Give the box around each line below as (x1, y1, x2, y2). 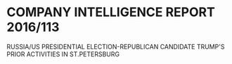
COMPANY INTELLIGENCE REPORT (6, 4, 215, 20)
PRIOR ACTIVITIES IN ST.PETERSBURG (6, 50, 120, 58)
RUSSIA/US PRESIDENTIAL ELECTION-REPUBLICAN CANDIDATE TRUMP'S (6, 42, 225, 51)
